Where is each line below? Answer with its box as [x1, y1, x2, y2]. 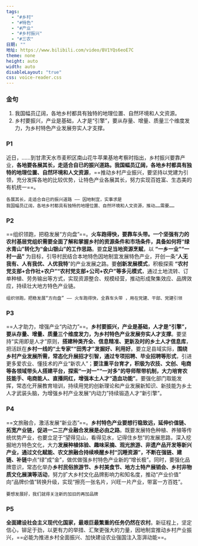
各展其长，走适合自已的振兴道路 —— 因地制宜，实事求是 [6, 196, 123, 202]
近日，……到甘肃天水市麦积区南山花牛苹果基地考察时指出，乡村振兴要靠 [6, 154, 181, 161]
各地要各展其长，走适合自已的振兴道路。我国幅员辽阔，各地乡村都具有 [16, 161, 187, 169]
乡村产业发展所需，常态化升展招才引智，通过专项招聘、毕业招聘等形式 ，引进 [6, 353, 192, 360]
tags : [6, 8, 19, 15]
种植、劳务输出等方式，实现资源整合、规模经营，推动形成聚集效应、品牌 [11, 275, 187, 282]
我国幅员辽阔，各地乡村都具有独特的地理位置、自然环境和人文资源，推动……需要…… [6, 202, 175, 209]
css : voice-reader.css [6, 75, 62, 80]
